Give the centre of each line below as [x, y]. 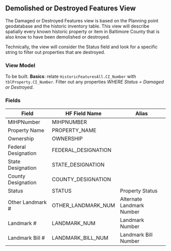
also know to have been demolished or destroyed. [58, 37]
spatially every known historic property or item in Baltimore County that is [82, 31]
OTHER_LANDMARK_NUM [83, 206]
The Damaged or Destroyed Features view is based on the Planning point [82, 20]
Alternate [131, 199]
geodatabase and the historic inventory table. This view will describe [77, 26]
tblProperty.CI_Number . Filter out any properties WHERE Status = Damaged [85, 82]
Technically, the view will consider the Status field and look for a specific [81, 47]
